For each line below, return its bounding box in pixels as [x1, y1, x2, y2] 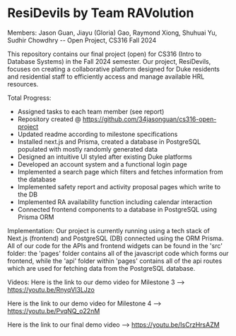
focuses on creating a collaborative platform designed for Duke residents [7, 65, 220, 73]
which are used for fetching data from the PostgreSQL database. [7, 264, 196, 272]
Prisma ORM [17, 213, 54, 221]
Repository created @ [17, 115, 81, 123]
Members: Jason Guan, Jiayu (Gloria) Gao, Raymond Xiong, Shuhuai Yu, [7, 28, 218, 37]
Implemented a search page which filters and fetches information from [17, 167, 224, 176]
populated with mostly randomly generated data [17, 145, 158, 153]
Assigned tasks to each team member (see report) [17, 107, 165, 116]
